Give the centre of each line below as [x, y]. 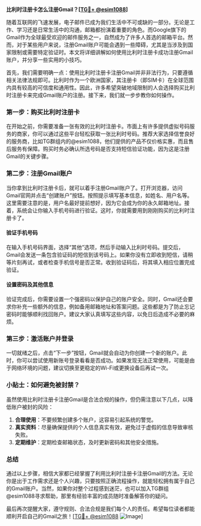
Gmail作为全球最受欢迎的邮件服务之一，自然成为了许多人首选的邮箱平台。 [97, 37]
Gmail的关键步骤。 [29, 156]
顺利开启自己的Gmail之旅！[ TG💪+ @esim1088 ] [75, 516]
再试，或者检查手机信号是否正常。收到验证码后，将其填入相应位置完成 [108, 262]
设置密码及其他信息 [30, 284]
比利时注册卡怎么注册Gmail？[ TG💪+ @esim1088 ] [67, 9]
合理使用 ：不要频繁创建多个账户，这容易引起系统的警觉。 [86, 420]
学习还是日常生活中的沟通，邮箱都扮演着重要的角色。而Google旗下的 [101, 30]
